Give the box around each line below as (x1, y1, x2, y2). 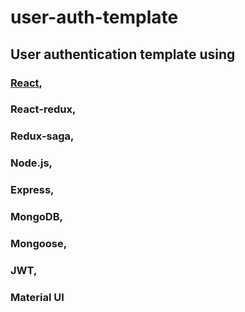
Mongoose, (10, 237, 68, 251)
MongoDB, (10, 210, 63, 224)
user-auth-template (10, 6, 179, 29)
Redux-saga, (10, 129, 75, 143)
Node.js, (10, 156, 53, 170)
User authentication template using (10, 46, 236, 63)
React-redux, (10, 102, 77, 116)
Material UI (10, 290, 65, 304)
